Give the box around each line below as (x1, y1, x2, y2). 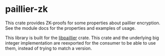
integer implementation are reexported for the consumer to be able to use (5, 40, 156, 46)
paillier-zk (5, 3, 48, 15)
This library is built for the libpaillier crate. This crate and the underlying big (5, 35, 159, 41)
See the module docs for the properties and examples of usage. (5, 25, 136, 31)
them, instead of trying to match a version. (5, 45, 92, 51)
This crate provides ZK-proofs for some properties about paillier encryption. (5, 20, 161, 26)
